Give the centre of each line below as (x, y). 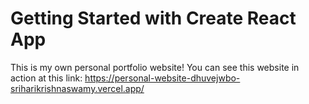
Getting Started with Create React (153, 18)
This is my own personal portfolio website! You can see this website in (155, 67)
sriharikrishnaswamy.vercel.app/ (77, 88)
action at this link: (46, 78)
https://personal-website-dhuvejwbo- (162, 78)
